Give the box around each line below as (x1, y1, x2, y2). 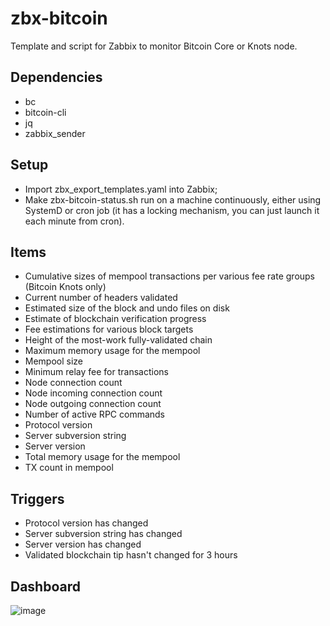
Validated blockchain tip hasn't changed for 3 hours (24, 549, 238, 561)
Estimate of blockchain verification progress (24, 313, 207, 325)
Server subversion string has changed (24, 528, 183, 540)
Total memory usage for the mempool (24, 451, 181, 463)
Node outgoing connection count (24, 398, 162, 410)
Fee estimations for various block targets (24, 323, 194, 336)
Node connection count (24, 377, 123, 389)
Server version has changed (24, 538, 142, 551)
